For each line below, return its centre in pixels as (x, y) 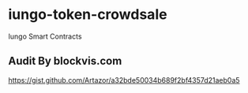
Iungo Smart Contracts (45, 36)
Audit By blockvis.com (65, 61)
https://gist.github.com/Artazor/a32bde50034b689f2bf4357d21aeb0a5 (124, 80)
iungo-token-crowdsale (88, 15)
